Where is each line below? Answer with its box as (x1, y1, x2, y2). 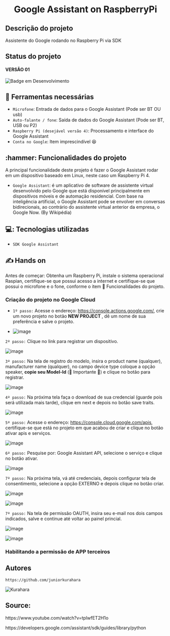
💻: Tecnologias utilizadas (5, 225, 89, 233)
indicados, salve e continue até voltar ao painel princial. (5, 516, 122, 522)
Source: (5, 601, 31, 610)
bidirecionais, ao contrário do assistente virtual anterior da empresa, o (12, 204, 160, 210)
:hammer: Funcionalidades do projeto (5, 153, 127, 162)
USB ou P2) (12, 123, 37, 129)
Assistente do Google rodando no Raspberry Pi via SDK (5, 37, 122, 43)
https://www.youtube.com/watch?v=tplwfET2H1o (5, 615, 108, 621)
